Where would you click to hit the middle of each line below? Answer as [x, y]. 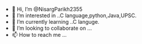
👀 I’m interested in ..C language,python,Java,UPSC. [74, 15]
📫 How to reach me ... [39, 35]
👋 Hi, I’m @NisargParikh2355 [47, 9]
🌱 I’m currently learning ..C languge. [55, 22]
